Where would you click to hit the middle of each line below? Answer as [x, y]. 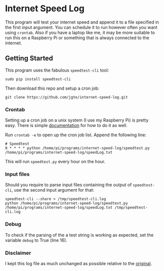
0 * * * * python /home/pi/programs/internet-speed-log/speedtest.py [78, 148]
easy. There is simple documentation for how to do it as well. [66, 125]
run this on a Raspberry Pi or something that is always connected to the [77, 38]
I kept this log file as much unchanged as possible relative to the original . [79, 263]
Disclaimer [18, 253]
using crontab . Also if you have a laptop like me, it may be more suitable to [80, 32]
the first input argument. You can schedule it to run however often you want [81, 27]
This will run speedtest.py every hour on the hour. [55, 162]
